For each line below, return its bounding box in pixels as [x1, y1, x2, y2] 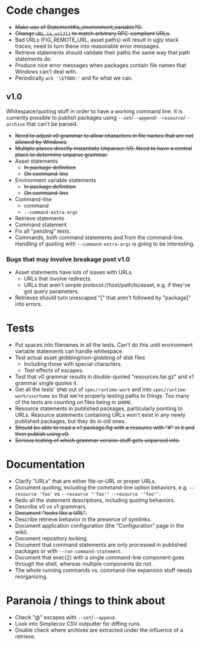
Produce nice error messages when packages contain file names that [14, 61, 187, 69]
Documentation [6, 458, 86, 471]
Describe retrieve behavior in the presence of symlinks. [14, 516, 152, 523]
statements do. [14, 55, 52, 62]
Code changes [6, 4, 80, 17]
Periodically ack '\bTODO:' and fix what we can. [14, 74, 133, 81]
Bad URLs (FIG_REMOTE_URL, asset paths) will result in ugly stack [14, 36, 179, 43]
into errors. [14, 301, 43, 308]
